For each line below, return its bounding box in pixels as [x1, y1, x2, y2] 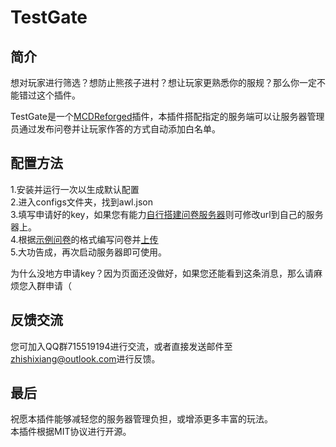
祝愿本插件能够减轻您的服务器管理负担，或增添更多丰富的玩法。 [10, 413, 273, 425]
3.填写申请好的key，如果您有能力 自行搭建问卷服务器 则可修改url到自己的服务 [10, 208, 324, 220]
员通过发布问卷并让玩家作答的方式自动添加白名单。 [10, 123, 221, 135]
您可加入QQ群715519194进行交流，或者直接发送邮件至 [10, 340, 233, 352]
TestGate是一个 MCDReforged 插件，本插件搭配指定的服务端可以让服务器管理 [10, 111, 325, 122]
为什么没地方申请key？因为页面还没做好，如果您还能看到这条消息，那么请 [10, 267, 315, 279]
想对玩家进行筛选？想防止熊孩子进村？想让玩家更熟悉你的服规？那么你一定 [10, 77, 317, 88]
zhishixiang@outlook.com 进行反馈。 [10, 352, 161, 365]
